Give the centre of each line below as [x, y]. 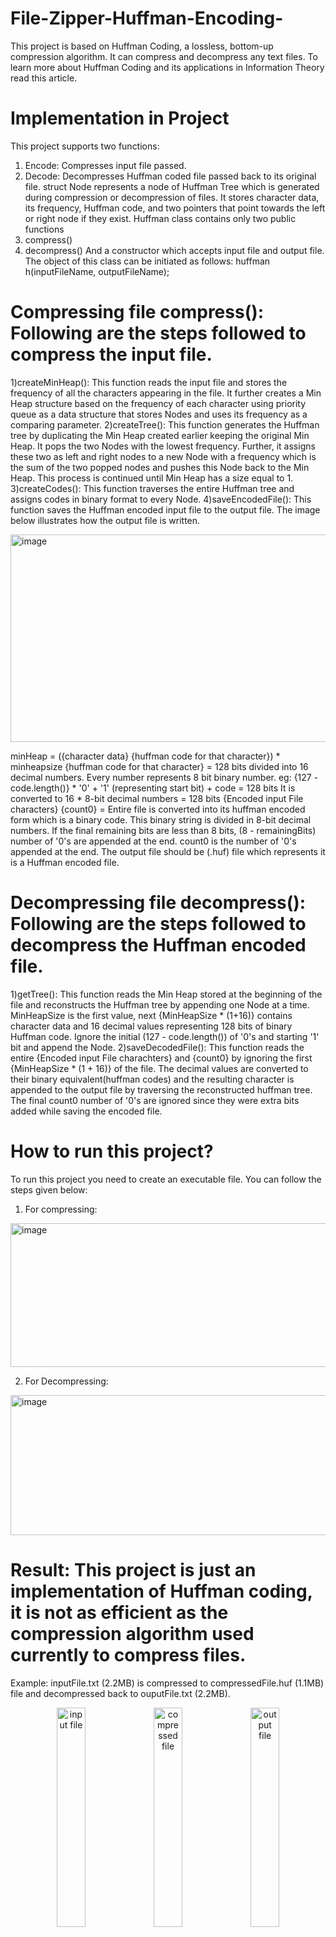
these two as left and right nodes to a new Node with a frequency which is [163, 456]
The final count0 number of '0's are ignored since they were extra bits [155, 1100]
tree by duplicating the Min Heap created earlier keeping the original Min [160, 435]
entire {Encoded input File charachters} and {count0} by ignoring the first [161, 1058]
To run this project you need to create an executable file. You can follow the [166, 1179]
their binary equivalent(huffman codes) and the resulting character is [152, 1079]
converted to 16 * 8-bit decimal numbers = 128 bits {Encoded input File [157, 798]
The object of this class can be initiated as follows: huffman [147, 261]
